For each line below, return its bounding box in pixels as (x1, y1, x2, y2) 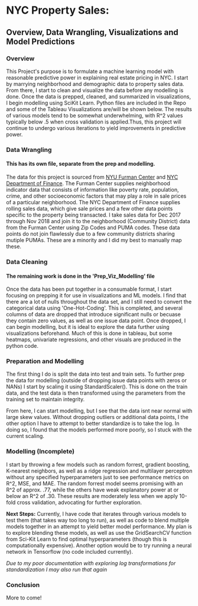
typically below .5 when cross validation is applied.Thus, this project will (6, 118, 181, 125)
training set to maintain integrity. (6, 396, 85, 403)
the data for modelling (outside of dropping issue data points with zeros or (6, 377, 187, 384)
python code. (6, 342, 38, 350)
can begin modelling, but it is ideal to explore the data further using (6, 323, 170, 331)
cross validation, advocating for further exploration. (17, 499, 142, 506)
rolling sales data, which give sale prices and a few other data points (6, 205, 173, 212)
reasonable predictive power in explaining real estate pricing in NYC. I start (6, 74, 189, 81)
